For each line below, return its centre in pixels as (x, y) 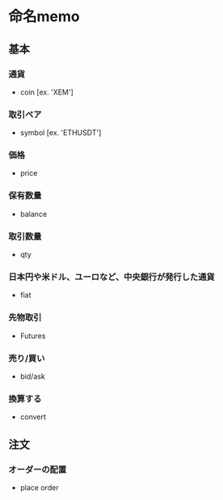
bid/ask (33, 376)
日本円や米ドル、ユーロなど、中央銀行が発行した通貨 (112, 277)
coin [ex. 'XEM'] (47, 92)
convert (33, 417)
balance (34, 214)
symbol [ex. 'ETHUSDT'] (61, 133)
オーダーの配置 (38, 469)
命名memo (44, 17)
